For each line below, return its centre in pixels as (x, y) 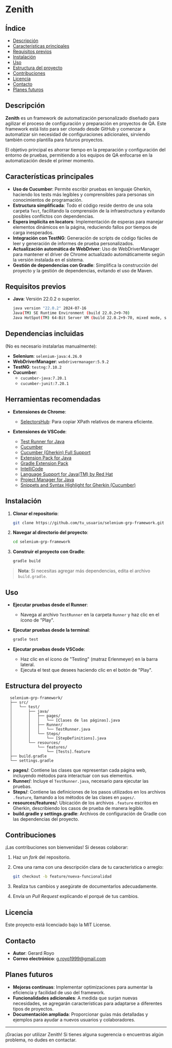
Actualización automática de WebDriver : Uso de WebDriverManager (86, 249)
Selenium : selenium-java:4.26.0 (47, 356)
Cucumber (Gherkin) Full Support (56, 452)
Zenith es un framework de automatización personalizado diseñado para (82, 118)
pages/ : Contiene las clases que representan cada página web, (80, 770)
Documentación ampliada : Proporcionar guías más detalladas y (80, 1014)
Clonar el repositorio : (36, 514)
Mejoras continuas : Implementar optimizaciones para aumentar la (82, 987)
